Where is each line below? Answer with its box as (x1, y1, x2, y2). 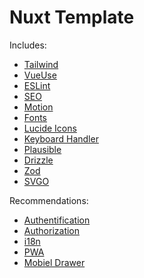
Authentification (23, 214, 91, 226)
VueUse (23, 69, 57, 81)
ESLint (23, 79, 51, 91)
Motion (23, 101, 54, 113)
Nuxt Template (9, 6, 135, 29)
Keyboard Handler (23, 132, 99, 145)
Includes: (9, 39, 47, 51)
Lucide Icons (23, 122, 77, 134)
